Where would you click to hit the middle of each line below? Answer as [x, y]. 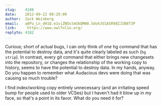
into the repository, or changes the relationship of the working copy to [76, 62]
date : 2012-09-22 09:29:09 [36, 14]
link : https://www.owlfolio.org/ [44, 28]
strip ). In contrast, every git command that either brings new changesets [80, 57]
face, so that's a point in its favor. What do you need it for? [65, 98]
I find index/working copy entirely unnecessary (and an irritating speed [77, 88]
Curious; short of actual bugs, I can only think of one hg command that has [81, 47]
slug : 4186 [20, 10]
